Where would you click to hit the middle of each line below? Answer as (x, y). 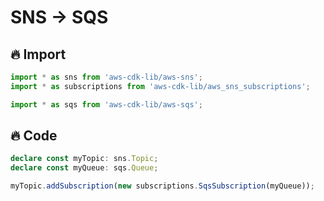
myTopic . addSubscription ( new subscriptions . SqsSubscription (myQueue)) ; (162, 186)
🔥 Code (34, 136)
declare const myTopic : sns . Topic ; (84, 159)
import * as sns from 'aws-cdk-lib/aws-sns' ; (106, 77)
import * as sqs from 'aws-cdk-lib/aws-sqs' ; (106, 104)
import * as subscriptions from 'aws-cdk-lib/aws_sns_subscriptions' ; (160, 86)
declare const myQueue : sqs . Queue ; (84, 168)
